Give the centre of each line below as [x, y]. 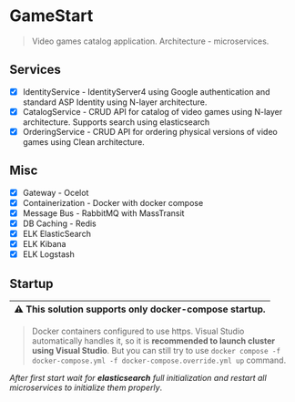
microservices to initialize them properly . [86, 387]
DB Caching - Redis [60, 223]
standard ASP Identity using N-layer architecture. [115, 102]
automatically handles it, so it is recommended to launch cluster [153, 341]
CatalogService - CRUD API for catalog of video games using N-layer [153, 111]
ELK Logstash [48, 254]
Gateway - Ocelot [56, 192]
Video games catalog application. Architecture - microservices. [150, 41]
